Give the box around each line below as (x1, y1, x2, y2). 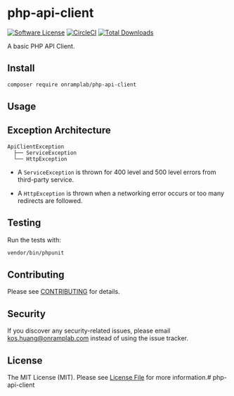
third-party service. (17, 175, 74, 184)
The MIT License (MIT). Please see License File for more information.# (7, 373, 212, 381)
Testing (7, 217, 41, 229)
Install (7, 62, 35, 75)
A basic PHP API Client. (7, 42, 75, 50)
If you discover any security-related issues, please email (7, 326, 171, 335)
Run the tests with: (7, 235, 61, 244)
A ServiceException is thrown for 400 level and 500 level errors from (17, 168, 216, 176)
